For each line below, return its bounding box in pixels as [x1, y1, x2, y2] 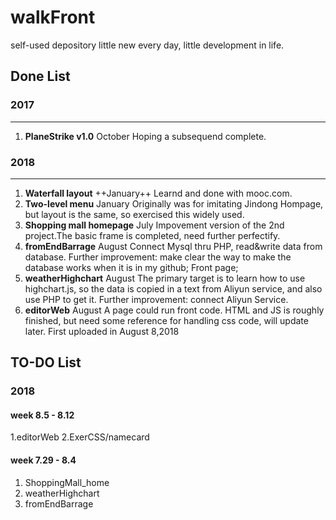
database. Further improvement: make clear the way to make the [24, 251, 292, 263]
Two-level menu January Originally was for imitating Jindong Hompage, [24, 197, 324, 210]
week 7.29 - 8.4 [10, 454, 77, 466]
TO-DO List [10, 354, 82, 371]
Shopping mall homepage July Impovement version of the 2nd [24, 219, 285, 231]
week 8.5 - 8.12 [10, 409, 75, 421]
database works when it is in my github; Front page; [24, 261, 239, 273]
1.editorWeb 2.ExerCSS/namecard [10, 431, 150, 443]
